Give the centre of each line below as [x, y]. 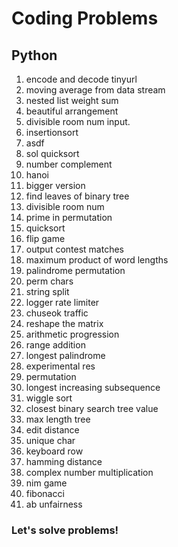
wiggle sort [49, 398]
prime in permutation [69, 217]
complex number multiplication [89, 472]
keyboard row [54, 451]
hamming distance [64, 461]
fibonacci [45, 493]
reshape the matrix [64, 323]
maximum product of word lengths [97, 260]
